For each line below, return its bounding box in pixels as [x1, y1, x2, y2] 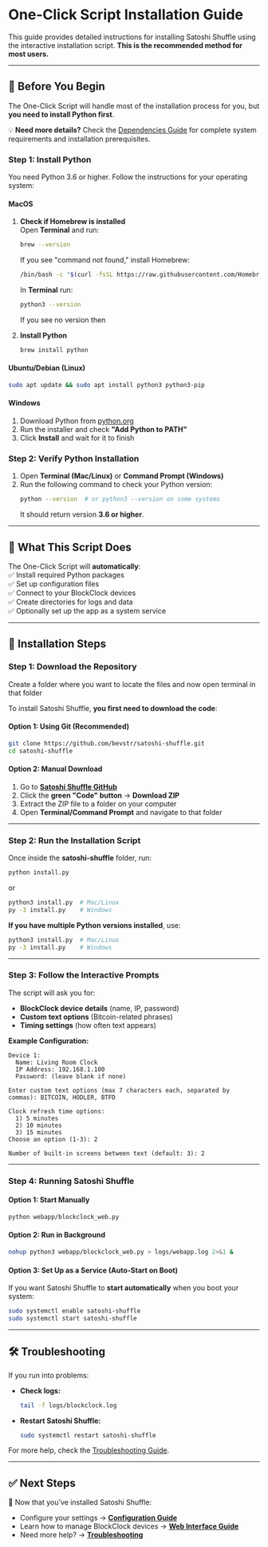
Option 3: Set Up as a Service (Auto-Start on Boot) [8, 1265, 178, 1275]
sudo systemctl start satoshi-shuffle [8, 1314, 137, 1322]
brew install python [19, 346, 89, 354]
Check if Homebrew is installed [19, 217, 126, 226]
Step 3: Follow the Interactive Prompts [8, 969, 160, 981]
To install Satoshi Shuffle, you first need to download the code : [8, 703, 218, 713]
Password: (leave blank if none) [15, 1072, 127, 1081]
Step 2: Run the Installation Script [8, 834, 141, 845]
